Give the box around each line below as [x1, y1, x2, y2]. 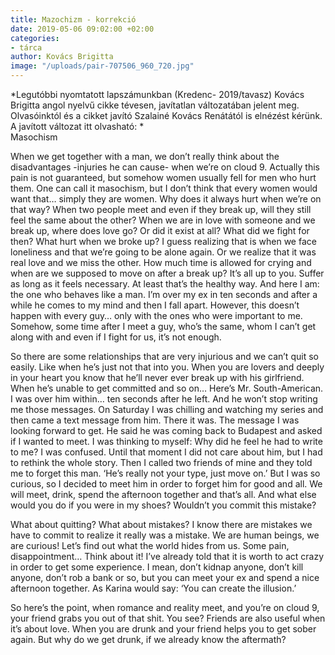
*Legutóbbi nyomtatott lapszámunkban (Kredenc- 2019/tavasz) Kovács [10, 89, 305, 100]
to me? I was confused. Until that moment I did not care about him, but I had [10, 446, 323, 458]
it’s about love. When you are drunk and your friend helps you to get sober [10, 623, 317, 635]
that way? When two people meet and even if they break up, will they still [10, 204, 312, 215]
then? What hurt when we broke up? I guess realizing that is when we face [10, 236, 317, 247]
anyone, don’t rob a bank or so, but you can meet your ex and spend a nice [10, 572, 320, 583]
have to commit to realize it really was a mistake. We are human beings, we [10, 529, 320, 541]
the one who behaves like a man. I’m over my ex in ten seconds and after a [10, 289, 318, 300]
